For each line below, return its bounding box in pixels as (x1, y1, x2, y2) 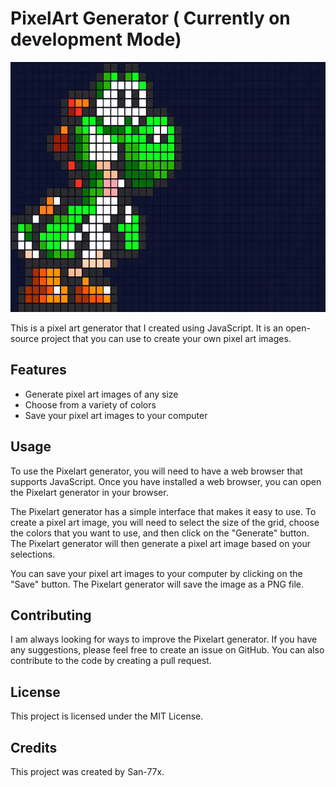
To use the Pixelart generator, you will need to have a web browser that (10, 465, 303, 477)
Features (10, 362, 67, 379)
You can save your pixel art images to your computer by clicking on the (10, 567, 303, 579)
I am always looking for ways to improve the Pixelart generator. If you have (10, 633, 318, 646)
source (10, 332, 40, 344)
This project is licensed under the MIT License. (10, 710, 204, 722)
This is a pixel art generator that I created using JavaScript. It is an (10, 322, 284, 334)
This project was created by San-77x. (10, 766, 165, 777)
